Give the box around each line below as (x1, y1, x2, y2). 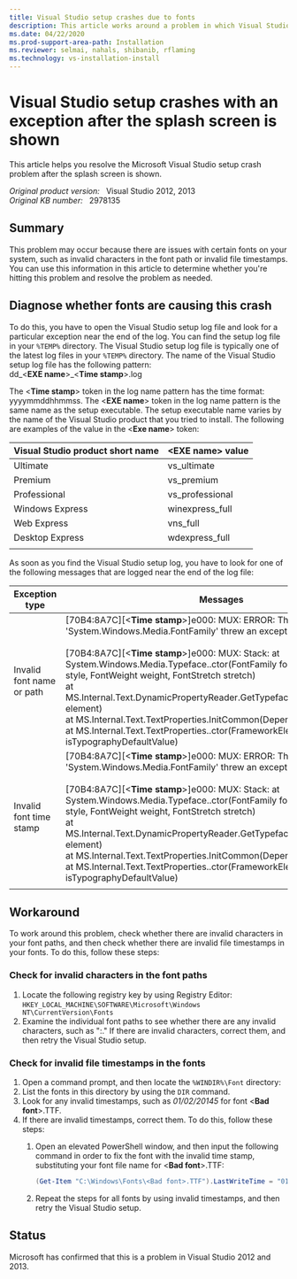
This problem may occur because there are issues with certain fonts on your (9, 244, 287, 255)
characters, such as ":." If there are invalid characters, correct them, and (21, 1025, 286, 1036)
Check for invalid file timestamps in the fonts (9, 1057, 206, 1069)
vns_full (167, 517, 201, 529)
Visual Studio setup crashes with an (9, 92, 278, 112)
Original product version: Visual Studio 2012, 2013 (9, 185, 196, 196)
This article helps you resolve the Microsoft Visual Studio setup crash (9, 158, 263, 169)
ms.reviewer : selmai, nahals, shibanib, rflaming (9, 46, 196, 55)
